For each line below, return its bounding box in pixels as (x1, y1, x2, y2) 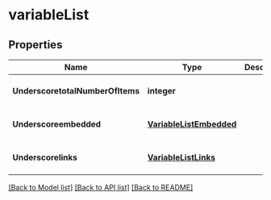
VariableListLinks (147, 152, 216, 163)
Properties (8, 38, 63, 52)
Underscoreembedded (12, 119, 102, 130)
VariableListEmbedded (147, 119, 237, 130)
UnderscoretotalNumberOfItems (12, 85, 140, 96)
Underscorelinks (12, 152, 78, 163)
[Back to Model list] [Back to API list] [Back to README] (8, 183, 194, 192)
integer (147, 85, 176, 96)
